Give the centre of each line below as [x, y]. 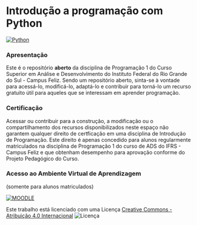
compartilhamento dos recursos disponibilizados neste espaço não [87, 127]
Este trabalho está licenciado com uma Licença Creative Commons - [89, 209]
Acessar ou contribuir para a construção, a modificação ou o [80, 121]
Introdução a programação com [85, 11]
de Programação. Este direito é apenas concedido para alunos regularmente [98, 140]
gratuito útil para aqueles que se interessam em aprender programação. [93, 93]
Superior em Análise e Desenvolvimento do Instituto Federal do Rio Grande [97, 74]
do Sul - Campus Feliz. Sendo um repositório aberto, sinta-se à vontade [93, 80]
